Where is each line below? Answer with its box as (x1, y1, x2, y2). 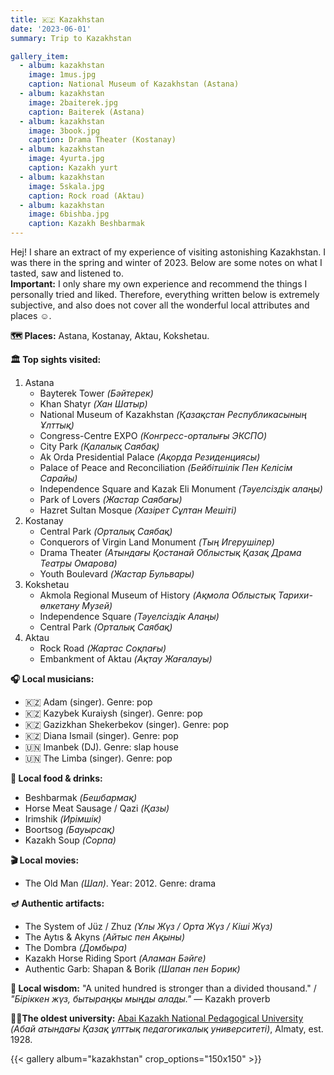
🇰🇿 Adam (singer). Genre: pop (24, 696, 153, 708)
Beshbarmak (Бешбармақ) (24, 792, 138, 803)
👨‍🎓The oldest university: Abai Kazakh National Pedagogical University (10, 1012, 304, 1024)
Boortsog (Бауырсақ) (24, 824, 116, 835)
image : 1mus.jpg (28, 70, 97, 80)
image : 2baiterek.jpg (28, 97, 118, 108)
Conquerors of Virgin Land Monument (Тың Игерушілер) (39, 536, 275, 548)
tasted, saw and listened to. (10, 267, 124, 279)
